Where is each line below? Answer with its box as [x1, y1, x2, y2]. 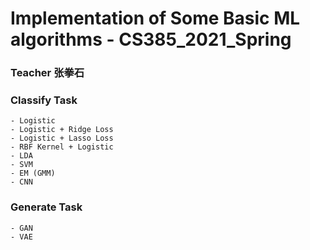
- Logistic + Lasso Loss [10, 133, 114, 144]
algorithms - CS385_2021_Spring [10, 28, 292, 51]
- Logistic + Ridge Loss [10, 125, 114, 135]
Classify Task [10, 93, 78, 107]
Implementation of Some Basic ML [10, 7, 301, 30]
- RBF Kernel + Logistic [10, 142, 114, 152]
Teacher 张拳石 [10, 66, 85, 80]
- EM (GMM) [10, 168, 56, 179]
